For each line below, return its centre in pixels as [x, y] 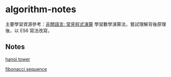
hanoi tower [18, 59]
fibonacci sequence [26, 69]
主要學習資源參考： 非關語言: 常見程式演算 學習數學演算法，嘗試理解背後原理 [86, 24]
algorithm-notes [41, 9]
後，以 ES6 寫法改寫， [29, 30]
